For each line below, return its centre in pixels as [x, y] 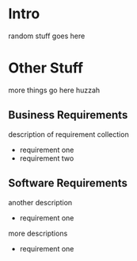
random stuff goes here [47, 36]
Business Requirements [68, 115]
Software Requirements [68, 183]
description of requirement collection [68, 134]
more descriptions [38, 233]
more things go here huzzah [54, 90]
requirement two [47, 158]
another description [40, 202]
